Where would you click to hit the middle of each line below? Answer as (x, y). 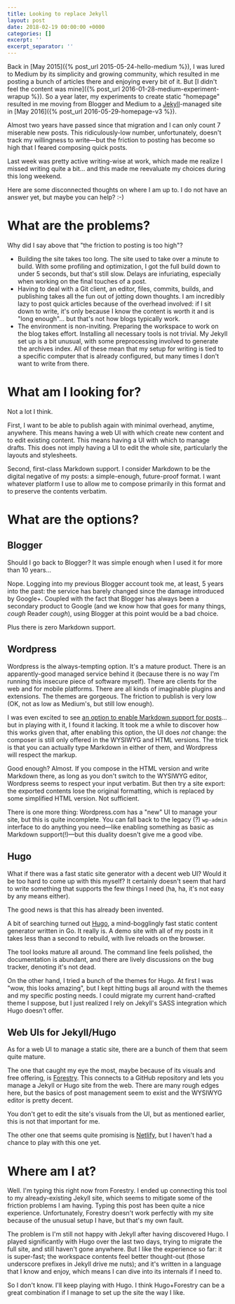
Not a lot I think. (30, 411)
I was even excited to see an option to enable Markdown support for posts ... (117, 717)
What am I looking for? (74, 392)
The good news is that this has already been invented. (85, 910)
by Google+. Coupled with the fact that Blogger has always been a (103, 598)
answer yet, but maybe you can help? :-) (66, 197)
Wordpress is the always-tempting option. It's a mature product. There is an (116, 666)
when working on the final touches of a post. (82, 281)
